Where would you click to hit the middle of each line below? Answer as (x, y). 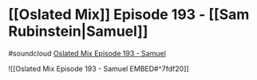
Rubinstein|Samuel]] (78, 31)
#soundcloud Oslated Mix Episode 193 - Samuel (87, 53)
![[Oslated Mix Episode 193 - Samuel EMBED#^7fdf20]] (99, 68)
